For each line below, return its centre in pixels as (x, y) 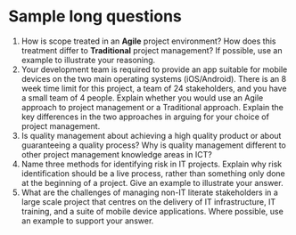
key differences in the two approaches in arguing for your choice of (145, 117)
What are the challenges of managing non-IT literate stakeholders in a (149, 192)
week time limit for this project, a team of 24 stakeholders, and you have (154, 88)
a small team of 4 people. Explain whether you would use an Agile (142, 97)
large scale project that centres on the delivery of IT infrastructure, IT (148, 201)
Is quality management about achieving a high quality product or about (151, 135)
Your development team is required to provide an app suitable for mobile (154, 69)
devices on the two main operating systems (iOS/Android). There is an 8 (154, 78)
